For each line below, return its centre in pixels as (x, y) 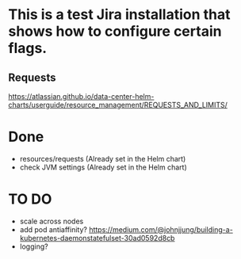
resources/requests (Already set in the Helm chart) (103, 158)
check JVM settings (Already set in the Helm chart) (103, 167)
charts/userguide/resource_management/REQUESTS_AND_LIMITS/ (118, 105)
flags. (28, 48)
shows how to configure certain (115, 31)
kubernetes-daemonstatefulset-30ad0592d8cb (97, 238)
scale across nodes (52, 221)
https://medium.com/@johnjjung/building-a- (161, 229)
